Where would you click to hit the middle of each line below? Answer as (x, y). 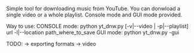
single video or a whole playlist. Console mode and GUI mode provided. (94, 15)
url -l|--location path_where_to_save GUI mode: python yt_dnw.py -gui (93, 32)
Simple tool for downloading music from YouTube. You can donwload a (93, 9)
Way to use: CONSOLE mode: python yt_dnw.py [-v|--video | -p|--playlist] (98, 26)
